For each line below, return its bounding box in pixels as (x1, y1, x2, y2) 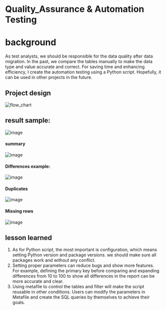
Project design (5, 88, 51, 97)
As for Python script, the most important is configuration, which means (12, 247, 157, 253)
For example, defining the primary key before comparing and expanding (12, 268, 160, 274)
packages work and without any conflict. (12, 257, 96, 263)
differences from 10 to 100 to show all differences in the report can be (12, 273, 155, 279)
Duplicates (5, 185, 28, 192)
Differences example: (5, 163, 51, 169)
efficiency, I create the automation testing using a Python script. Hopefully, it (5, 69, 162, 75)
